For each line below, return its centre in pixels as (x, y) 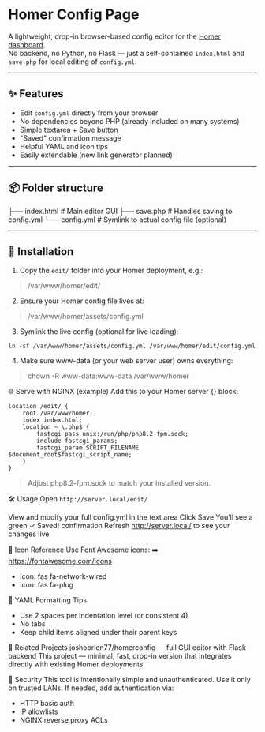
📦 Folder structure (56, 188)
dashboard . (27, 44)
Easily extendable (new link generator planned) (96, 155)
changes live (29, 534)
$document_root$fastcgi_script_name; (70, 455)
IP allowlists (39, 711)
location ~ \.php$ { (56, 427)
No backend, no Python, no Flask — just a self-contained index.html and (127, 53)
